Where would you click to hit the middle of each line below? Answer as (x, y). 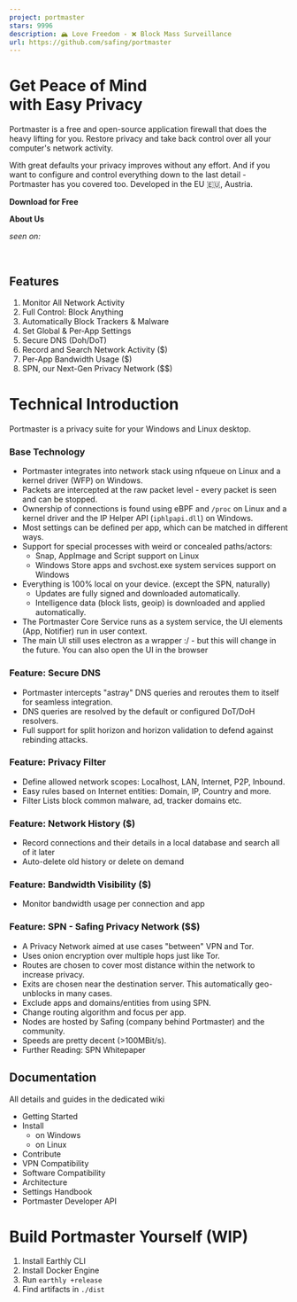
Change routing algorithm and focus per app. (104, 1012)
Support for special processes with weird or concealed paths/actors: (147, 547)
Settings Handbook (57, 1191)
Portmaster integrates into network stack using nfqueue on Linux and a (151, 472)
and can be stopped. (60, 499)
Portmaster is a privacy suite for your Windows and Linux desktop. (130, 429)
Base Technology (47, 451)
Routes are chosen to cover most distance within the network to (138, 965)
